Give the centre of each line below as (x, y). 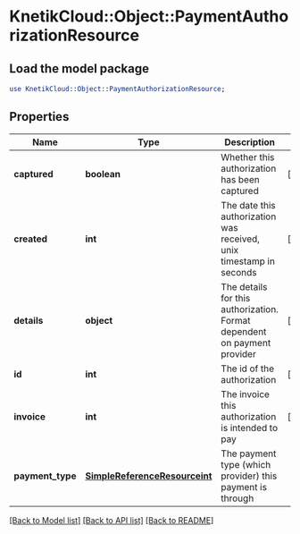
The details (244, 286)
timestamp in (248, 261)
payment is (244, 487)
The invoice (246, 394)
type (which (246, 464)
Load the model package (79, 68)
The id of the (248, 369)
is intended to (250, 428)
